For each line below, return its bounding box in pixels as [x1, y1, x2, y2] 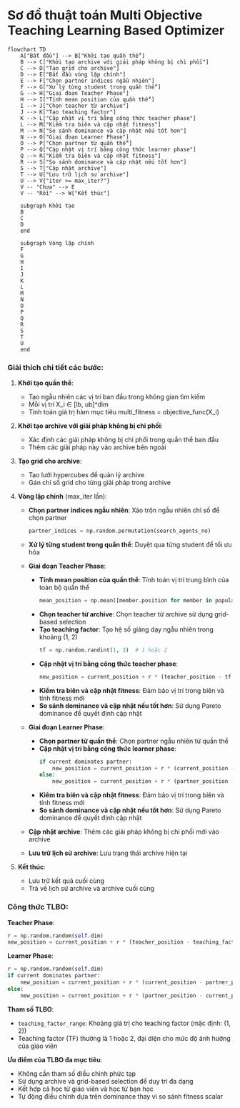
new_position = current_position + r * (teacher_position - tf [39, 673, 232, 680]
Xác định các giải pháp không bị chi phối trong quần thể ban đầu [28, 436, 219, 444]
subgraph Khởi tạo [20, 202, 75, 209]
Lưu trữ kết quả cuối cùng [28, 877, 105, 885]
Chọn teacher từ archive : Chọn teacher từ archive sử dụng [39, 609, 213, 618]
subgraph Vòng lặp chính [20, 239, 94, 246]
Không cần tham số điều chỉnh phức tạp [17, 1069, 136, 1078]
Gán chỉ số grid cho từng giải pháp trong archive [28, 479, 171, 487]
